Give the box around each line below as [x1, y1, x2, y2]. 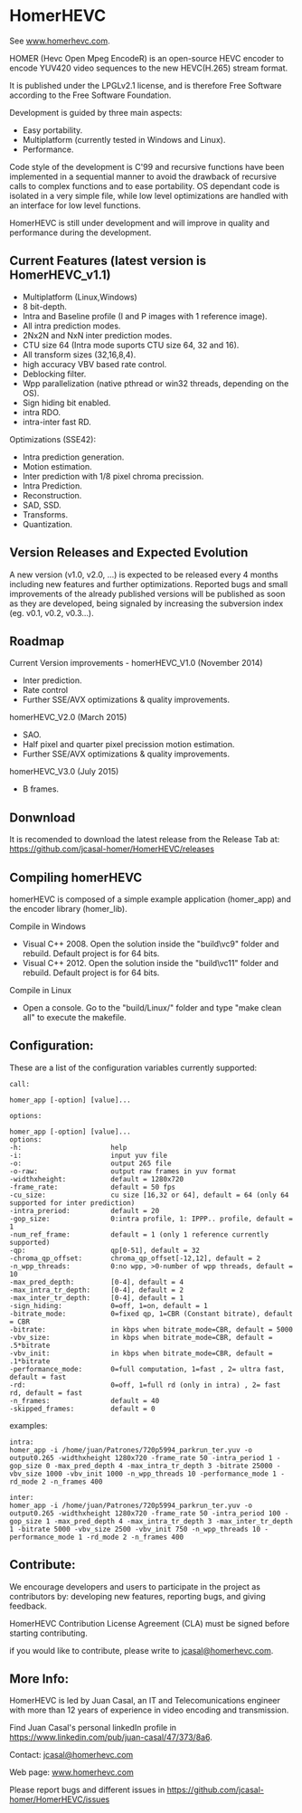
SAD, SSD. [22, 499, 61, 510]
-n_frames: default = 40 [9, 1396, 160, 1405]
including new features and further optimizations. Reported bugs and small [9, 578, 288, 589]
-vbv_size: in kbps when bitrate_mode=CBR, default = [9, 1333, 273, 1342]
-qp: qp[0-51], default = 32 [9, 1246, 201, 1255]
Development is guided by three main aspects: [9, 107, 183, 118]
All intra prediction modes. [22, 320, 121, 331]
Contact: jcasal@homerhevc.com [9, 1750, 134, 1761]
